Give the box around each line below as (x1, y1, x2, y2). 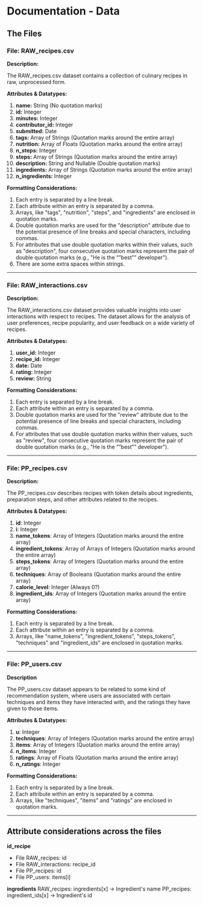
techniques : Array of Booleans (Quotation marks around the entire (15, 570, 181, 578)
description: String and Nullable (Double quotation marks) (15, 159, 161, 167)
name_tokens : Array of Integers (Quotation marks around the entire (15, 532, 184, 540)
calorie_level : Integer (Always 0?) (15, 584, 100, 591)
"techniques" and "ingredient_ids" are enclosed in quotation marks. (15, 639, 183, 647)
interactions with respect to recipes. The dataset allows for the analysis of (7, 313, 190, 320)
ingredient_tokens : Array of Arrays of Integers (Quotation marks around (15, 545, 195, 552)
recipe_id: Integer (15, 356, 61, 363)
